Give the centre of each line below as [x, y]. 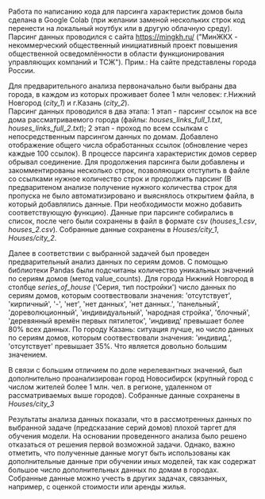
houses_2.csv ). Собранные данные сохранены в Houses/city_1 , [114, 229]
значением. [28, 354]
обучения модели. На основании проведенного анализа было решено [128, 436]
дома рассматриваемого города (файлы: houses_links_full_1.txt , [115, 120]
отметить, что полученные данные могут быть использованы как [119, 453]
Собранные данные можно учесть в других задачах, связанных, [118, 478]
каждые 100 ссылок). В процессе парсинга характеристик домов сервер [132, 153]
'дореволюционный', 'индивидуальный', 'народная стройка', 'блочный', [129, 312]
